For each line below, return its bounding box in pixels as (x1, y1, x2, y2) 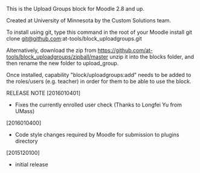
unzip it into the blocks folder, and (109, 53, 195, 60)
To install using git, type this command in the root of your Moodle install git (6, 28, 192, 36)
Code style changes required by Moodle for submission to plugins (15, 131, 179, 138)
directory (15, 137, 38, 145)
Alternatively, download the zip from (6, 47, 97, 54)
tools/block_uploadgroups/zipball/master (6, 53, 109, 60)
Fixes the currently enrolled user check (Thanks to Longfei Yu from (15, 101, 182, 108)
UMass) (15, 108, 35, 114)
